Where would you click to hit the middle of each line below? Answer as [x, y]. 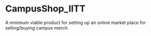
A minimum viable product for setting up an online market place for [76, 22]
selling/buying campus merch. [37, 27]
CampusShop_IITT [45, 9]
